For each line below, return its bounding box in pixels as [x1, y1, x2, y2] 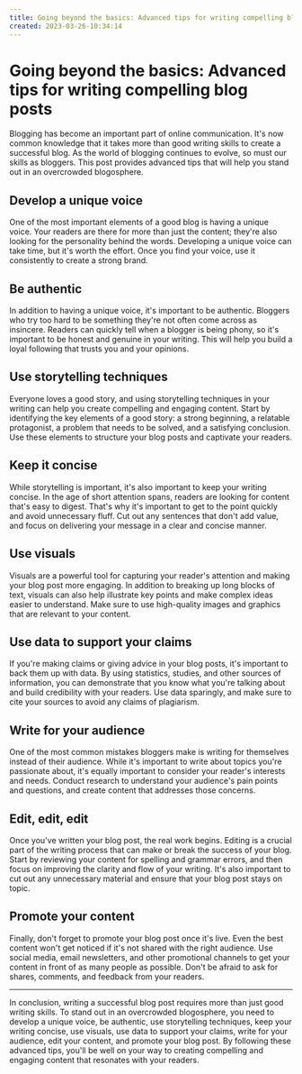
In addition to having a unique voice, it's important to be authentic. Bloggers [9, 305, 290, 316]
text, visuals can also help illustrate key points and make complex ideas [9, 589, 274, 600]
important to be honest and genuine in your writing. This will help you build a [9, 334, 293, 345]
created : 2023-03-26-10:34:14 [9, 22, 123, 31]
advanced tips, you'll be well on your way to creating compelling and [9, 1044, 263, 1055]
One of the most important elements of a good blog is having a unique [9, 217, 270, 228]
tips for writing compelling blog [9, 79, 249, 100]
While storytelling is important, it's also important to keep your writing [9, 481, 267, 492]
